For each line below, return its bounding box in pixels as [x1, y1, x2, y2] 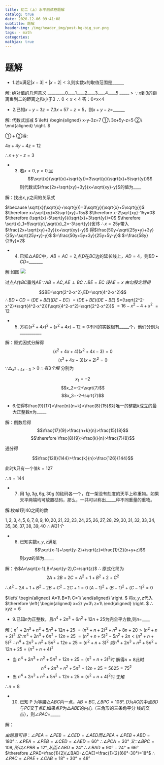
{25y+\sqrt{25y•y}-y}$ [5, 232, 52, 238]
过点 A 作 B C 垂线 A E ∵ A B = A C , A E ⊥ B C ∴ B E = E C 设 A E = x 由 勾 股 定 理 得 [5, 279, 151, 285]
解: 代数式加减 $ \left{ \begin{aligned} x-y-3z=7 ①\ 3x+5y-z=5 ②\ [5, 117, 143, 123]
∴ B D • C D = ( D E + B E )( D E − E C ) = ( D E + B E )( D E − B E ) [5, 297, 116, 303]
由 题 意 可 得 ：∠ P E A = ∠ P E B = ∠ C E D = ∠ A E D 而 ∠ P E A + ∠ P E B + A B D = [5, 732, 150, 738]
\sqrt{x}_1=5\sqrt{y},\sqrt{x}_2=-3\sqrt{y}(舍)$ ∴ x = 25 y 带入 [5, 221, 129, 227]
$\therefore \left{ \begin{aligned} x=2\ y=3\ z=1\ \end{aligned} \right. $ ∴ [5, 601, 153, 607]
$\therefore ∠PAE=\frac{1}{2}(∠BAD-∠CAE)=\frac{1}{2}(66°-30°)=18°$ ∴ [5, 750, 155, 756]
